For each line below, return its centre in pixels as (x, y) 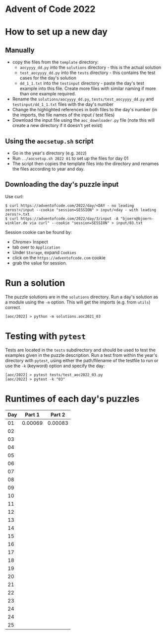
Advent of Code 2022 (50, 9)
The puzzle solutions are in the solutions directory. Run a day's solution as (82, 297)
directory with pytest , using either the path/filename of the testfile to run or (82, 360)
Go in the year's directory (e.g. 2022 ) (49, 153)
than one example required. (48, 94)
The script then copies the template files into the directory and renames (85, 163)
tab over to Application (36, 247)
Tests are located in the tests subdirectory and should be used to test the (81, 350)
